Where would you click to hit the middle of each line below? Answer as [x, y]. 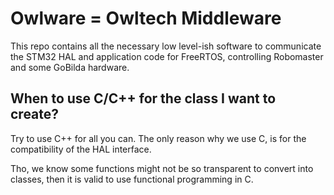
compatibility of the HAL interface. [81, 149]
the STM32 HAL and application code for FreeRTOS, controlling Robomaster [167, 56]
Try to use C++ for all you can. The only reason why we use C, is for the [158, 138]
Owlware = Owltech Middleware [146, 18]
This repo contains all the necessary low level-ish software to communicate [166, 46]
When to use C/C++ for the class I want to [143, 98]
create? [35, 114]
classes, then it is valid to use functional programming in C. [132, 179]
